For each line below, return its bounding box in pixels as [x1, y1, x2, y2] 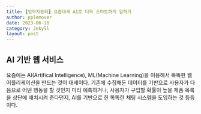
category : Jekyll [6, 25, 50, 32]
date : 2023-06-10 [6, 20, 50, 26]
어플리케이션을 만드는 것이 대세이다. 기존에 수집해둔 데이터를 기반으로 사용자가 [6, 79, 189, 86]
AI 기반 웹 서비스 [6, 54, 64, 64]
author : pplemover [6, 14, 52, 20]
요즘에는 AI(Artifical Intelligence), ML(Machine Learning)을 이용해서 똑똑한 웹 [6, 71, 193, 78]
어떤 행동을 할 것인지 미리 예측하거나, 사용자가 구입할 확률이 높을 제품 [22, 86, 184, 93]
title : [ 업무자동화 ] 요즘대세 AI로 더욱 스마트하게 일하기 [6, 8, 132, 15]
